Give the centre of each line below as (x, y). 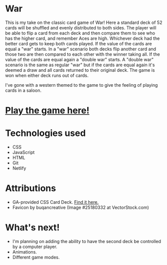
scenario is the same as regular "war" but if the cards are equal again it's (80, 65)
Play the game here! (47, 111)
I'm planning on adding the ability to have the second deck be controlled (86, 241)
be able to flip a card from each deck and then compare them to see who (80, 33)
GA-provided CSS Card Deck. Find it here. (55, 202)
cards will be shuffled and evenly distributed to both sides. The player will (81, 27)
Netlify (19, 168)
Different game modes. (36, 257)
